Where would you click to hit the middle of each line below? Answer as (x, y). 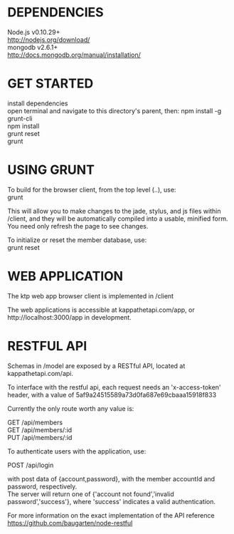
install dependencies (38, 103)
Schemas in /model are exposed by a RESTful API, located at (96, 366)
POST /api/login (31, 465)
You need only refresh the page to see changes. (78, 226)
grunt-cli (20, 118)
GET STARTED (50, 84)
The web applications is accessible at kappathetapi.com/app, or (101, 310)
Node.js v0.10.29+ (34, 32)
